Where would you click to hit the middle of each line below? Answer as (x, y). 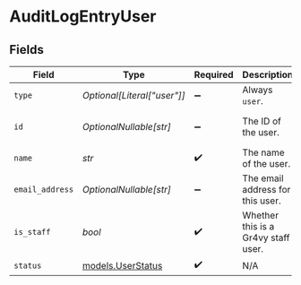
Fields (27, 50)
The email (263, 178)
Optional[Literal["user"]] (134, 95)
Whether (261, 215)
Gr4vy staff (266, 237)
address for (267, 190)
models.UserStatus (122, 265)
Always (258, 90)
